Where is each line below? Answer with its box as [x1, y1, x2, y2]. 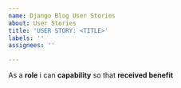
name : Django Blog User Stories [8, 11, 116, 20]
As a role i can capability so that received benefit [8, 70, 174, 80]
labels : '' [8, 34, 45, 42]
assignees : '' [8, 42, 56, 50]
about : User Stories [8, 19, 77, 27]
